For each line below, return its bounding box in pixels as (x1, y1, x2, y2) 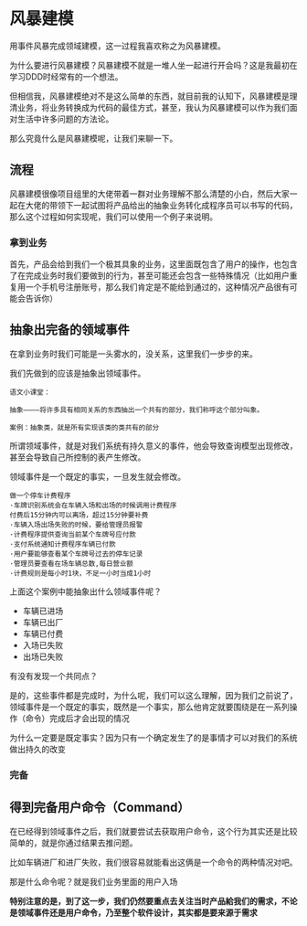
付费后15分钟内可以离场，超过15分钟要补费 (9, 510, 149, 519)
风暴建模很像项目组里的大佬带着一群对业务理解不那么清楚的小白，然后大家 (9, 188, 290, 199)
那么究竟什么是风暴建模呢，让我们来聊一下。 (9, 133, 178, 144)
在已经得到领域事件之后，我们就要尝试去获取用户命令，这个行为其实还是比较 (9, 825, 298, 836)
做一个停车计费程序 (9, 491, 71, 500)
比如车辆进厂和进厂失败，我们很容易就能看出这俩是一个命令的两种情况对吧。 (9, 857, 298, 867)
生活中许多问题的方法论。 (16, 113, 114, 124)
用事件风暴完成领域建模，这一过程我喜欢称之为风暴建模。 (9, 40, 226, 51)
